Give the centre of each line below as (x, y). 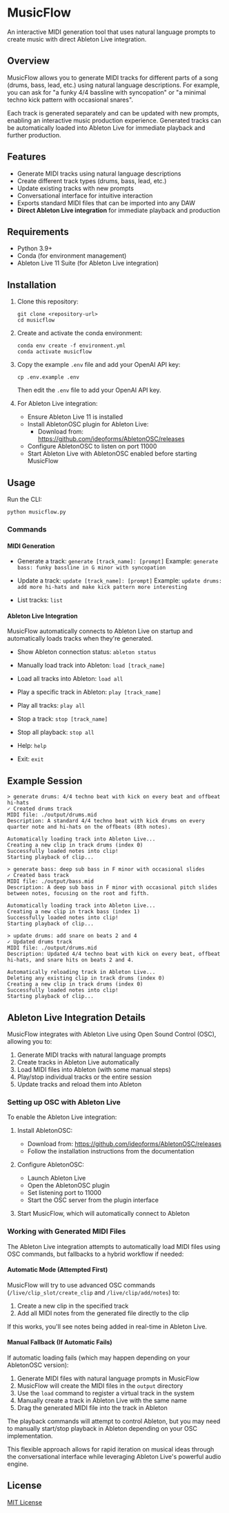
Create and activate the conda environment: (80, 333)
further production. (34, 135)
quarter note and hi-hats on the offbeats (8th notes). (89, 827)
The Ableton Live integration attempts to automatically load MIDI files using (114, 1246)
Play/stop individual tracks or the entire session (84, 1077)
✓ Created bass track (38, 876)
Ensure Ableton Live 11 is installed (75, 417)
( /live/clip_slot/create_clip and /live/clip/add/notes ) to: (94, 1292)
